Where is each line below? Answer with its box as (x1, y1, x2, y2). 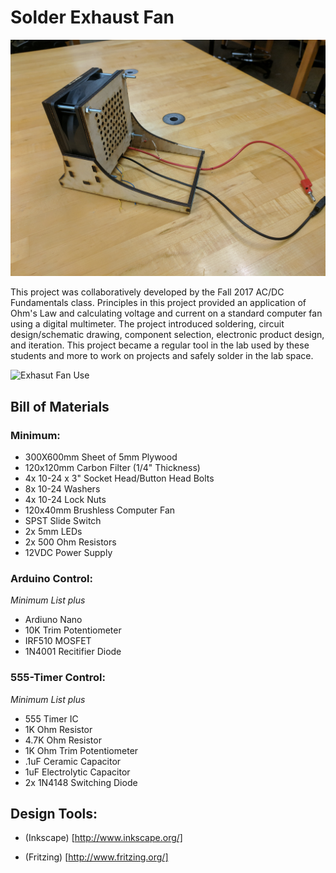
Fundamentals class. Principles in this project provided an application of (10, 297, 307, 309)
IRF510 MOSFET (24, 635, 92, 647)
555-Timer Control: (10, 671, 106, 685)
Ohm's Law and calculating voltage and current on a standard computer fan (10, 307, 323, 320)
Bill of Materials (10, 398, 110, 415)
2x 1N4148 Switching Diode (24, 776, 138, 788)
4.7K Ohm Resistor (24, 734, 102, 746)
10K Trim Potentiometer (24, 624, 122, 636)
